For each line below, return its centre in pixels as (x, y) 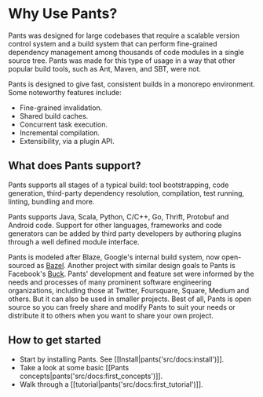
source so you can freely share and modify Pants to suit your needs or (122, 307)
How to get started (55, 340)
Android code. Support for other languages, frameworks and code (115, 225)
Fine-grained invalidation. (61, 108)
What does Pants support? (75, 166)
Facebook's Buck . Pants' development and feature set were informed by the (131, 274)
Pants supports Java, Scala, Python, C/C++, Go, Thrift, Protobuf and (119, 216)
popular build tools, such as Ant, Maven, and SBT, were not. (105, 68)
